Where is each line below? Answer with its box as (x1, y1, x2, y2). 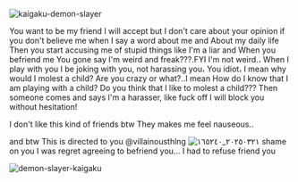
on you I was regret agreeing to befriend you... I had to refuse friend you (9, 145, 276, 156)
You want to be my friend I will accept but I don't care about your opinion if (9, 26, 285, 36)
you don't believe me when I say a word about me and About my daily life (9, 36, 279, 45)
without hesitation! (9, 102, 78, 112)
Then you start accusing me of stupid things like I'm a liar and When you (9, 45, 276, 55)
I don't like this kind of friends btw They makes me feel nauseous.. (9, 119, 254, 129)
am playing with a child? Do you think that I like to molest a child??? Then (9, 83, 278, 93)
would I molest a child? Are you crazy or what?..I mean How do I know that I (9, 73, 289, 84)
